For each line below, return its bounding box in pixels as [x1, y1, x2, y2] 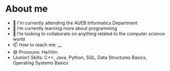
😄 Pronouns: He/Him [12, 49, 58, 55]
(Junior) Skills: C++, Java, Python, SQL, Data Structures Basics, [12, 54, 147, 60]
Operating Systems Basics [12, 59, 69, 66]
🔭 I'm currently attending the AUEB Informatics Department [12, 20, 138, 26]
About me [5, 3, 48, 15]
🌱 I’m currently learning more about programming [12, 25, 117, 31]
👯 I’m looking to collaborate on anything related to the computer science [12, 30, 165, 37]
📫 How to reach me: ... [12, 42, 62, 48]
